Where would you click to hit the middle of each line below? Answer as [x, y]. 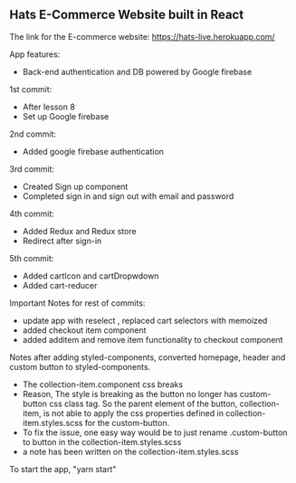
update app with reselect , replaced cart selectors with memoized [145, 320]
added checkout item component [84, 330]
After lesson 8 [48, 107]
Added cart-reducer [60, 285]
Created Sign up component [75, 186]
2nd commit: [33, 134]
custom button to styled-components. [80, 366]
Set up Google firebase [66, 116]
